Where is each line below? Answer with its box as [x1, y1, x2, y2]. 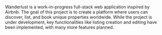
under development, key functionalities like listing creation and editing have [5, 19, 158, 25]
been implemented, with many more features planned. [5, 24, 114, 30]
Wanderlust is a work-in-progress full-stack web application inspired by [5, 4, 150, 10]
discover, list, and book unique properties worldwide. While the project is [5, 14, 152, 20]
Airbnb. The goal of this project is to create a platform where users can [5, 9, 148, 15]
